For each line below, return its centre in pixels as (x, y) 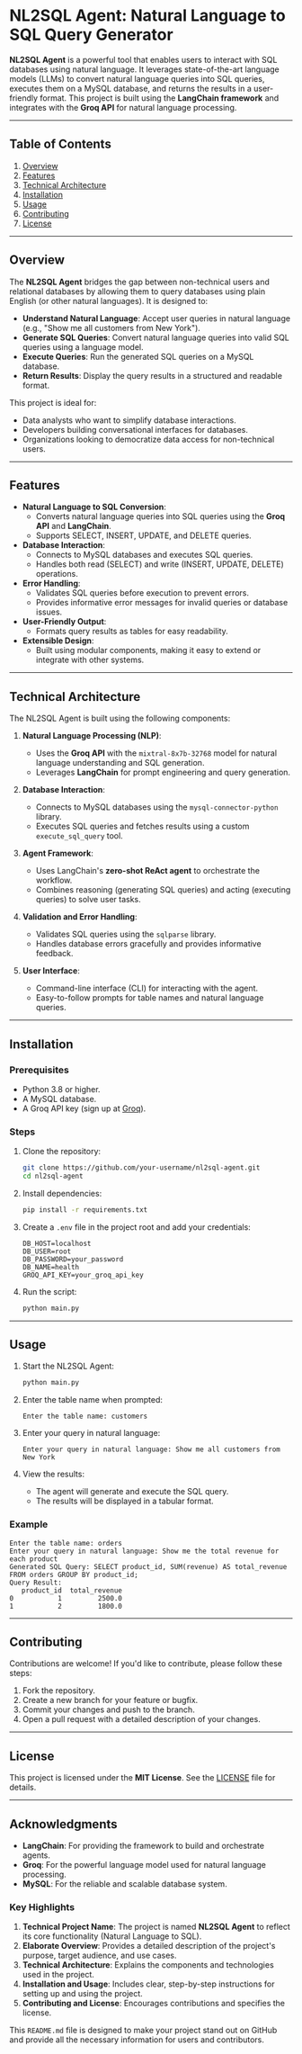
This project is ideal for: (53, 402)
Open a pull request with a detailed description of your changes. (141, 1719)
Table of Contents (61, 144)
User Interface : (51, 971)
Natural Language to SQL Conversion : (94, 507)
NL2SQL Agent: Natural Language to (147, 16)
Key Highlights (42, 1907)
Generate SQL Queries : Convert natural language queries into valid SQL (156, 337)
